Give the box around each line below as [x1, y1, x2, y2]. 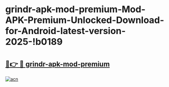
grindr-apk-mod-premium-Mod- [5, 4, 146, 15]
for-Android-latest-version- [5, 25, 126, 37]
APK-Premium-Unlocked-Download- [5, 14, 164, 26]
